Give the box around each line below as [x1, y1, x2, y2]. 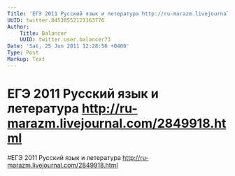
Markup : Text [7, 56, 45, 63]
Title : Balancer [20, 29, 68, 37]
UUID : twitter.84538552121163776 [7, 17, 105, 24]
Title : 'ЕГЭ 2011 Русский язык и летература [7, 10, 139, 17]
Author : [7, 23, 30, 30]
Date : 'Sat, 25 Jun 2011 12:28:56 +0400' [7, 43, 130, 50]
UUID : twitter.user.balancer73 [20, 36, 111, 43]
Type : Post [7, 50, 39, 57]
